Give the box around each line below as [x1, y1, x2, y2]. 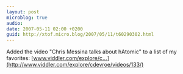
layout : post [6, 8, 40, 15]
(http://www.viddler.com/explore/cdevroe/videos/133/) [6, 61, 144, 69]
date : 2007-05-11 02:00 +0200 [6, 25, 84, 32]
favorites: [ [6, 55, 34, 62]
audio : [6, 20, 23, 26]
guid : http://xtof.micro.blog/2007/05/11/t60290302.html [6, 32, 154, 38]
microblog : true [6, 15, 48, 21]
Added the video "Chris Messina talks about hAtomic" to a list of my [6, 48, 177, 55]
